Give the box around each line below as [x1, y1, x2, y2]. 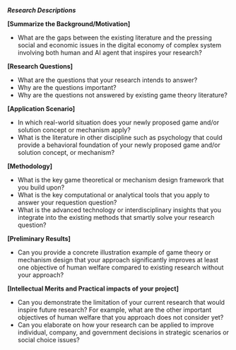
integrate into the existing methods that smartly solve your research [17, 214, 215, 221]
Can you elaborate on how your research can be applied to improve [17, 321, 214, 329]
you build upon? [17, 183, 65, 192]
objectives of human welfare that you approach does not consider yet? [17, 313, 224, 321]
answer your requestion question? [17, 198, 117, 206]
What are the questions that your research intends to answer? [17, 76, 198, 84]
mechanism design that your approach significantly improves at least [17, 256, 219, 264]
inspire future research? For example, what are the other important [17, 305, 212, 314]
